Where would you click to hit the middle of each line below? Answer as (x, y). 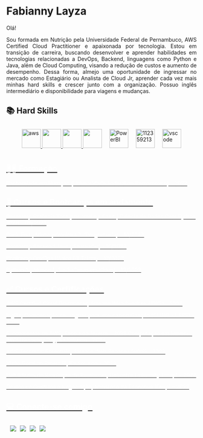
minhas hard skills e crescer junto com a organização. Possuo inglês (101, 84)
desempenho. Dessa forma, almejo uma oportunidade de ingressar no (101, 71)
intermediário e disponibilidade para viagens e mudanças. (78, 91)
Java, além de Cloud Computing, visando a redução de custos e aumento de (101, 65)
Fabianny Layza (47, 11)
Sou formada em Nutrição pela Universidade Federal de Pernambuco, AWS (101, 39)
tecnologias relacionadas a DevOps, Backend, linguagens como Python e (101, 59)
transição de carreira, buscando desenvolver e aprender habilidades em (101, 52)
